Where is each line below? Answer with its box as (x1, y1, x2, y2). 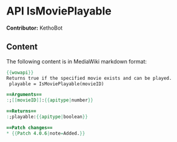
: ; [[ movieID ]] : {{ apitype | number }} (6, 97, 94, 103)
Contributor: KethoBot (6, 24, 63, 31)
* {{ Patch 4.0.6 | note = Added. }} (6, 130, 85, 137)
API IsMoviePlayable (6, 4, 112, 18)
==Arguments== (6, 92, 42, 98)
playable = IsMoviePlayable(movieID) (8, 80, 104, 87)
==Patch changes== (6, 124, 53, 131)
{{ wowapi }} (6, 69, 34, 76)
